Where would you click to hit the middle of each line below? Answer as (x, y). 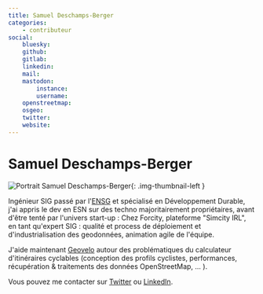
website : (37, 125)
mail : (31, 74)
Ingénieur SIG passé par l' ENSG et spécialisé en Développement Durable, (127, 200)
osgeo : (33, 111)
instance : (52, 88)
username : (52, 96)
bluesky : (37, 45)
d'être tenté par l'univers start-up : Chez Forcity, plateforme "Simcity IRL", (127, 218)
